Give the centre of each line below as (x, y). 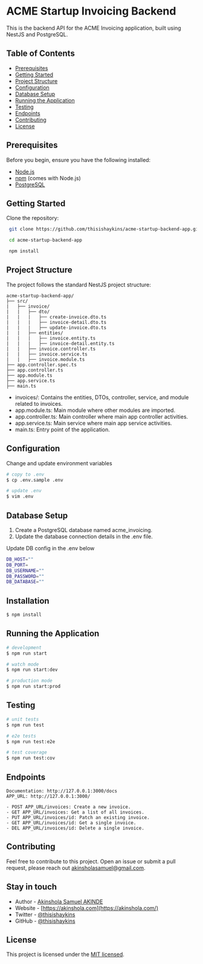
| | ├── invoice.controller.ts (51, 349)
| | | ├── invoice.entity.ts (51, 338)
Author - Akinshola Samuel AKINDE (59, 902)
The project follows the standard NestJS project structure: (79, 285)
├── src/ (17, 301)
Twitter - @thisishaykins (45, 914)
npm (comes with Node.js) (48, 178)
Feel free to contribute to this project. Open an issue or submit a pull (91, 861)
